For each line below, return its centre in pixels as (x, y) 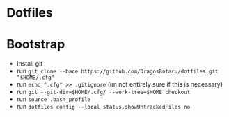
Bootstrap (36, 45)
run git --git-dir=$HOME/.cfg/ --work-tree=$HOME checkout (103, 92)
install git (30, 64)
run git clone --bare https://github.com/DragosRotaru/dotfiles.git (117, 71)
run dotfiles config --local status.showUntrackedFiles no (103, 107)
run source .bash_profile (54, 99)
